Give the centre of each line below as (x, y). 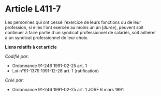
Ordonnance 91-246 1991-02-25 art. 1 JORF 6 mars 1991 (68, 89)
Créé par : (15, 80)
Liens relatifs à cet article (31, 47)
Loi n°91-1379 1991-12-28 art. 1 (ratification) (55, 70)
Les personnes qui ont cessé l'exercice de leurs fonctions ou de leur (73, 22)
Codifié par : (17, 56)
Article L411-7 (33, 9)
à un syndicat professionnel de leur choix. (47, 38)
